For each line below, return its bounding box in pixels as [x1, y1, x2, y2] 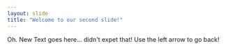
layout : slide [7, 10, 49, 17]
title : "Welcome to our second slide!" [7, 16, 123, 23]
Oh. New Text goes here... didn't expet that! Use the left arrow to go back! [7, 35, 220, 43]
